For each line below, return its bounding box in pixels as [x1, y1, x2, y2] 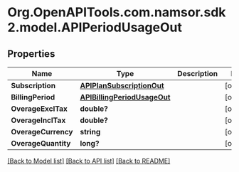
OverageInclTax [11, 115, 66, 125]
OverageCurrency [11, 127, 73, 136]
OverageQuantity [11, 139, 71, 148]
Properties [7, 48, 55, 60]
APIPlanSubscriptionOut [80, 81, 164, 90]
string [80, 127, 101, 136]
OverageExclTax [11, 104, 68, 114]
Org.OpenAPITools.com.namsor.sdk [7, 4, 226, 21]
